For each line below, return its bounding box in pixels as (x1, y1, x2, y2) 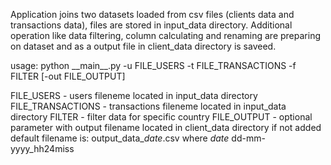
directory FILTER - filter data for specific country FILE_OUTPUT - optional (10, 111, 313, 123)
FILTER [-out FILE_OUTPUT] (10, 70, 126, 82)
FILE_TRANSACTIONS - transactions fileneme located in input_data (10, 100, 287, 112)
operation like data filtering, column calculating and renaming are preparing (10, 30, 322, 41)
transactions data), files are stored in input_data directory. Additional (10, 19, 293, 31)
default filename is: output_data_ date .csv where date (10, 132, 230, 144)
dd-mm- (231, 132, 266, 144)
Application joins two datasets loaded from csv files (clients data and (10, 9, 295, 20)
